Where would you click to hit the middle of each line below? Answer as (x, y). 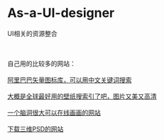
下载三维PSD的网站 (35, 129)
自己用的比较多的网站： (42, 63)
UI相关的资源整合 (33, 33)
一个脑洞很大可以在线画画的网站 (54, 112)
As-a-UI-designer (61, 13)
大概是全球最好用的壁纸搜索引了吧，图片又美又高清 (82, 96)
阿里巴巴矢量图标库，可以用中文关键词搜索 (70, 80)
